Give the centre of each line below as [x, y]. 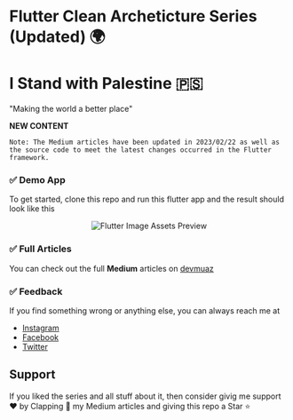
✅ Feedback [36, 291]
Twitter [35, 347]
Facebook [40, 337]
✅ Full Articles [41, 249]
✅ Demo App [37, 180]
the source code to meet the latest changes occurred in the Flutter [141, 150]
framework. [29, 158]
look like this [32, 209]
